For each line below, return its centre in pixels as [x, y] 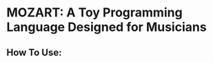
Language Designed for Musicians [107, 27]
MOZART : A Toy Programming [95, 13]
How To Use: [34, 52]
